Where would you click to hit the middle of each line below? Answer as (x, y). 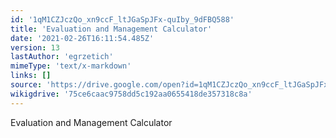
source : (26, 85)
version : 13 (35, 47)
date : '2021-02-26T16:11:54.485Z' (82, 38)
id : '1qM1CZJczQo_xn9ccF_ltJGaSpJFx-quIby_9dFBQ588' (122, 19)
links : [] (31, 76)
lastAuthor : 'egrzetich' (62, 57)
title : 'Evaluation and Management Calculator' (111, 29)
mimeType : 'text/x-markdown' (71, 66)
